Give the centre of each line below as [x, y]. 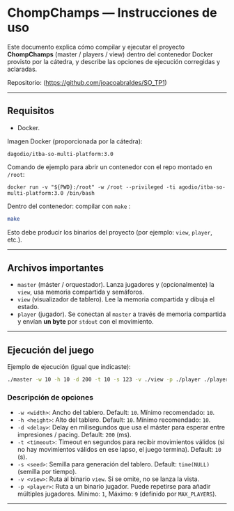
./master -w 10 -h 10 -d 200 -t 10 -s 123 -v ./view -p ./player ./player [118, 380]
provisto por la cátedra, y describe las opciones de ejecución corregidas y [114, 61]
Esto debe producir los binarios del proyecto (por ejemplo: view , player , [110, 232]
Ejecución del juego [51, 350]
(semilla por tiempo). [47, 472]
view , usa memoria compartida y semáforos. [81, 292]
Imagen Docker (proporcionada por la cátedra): [75, 141]
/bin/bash [81, 193]
